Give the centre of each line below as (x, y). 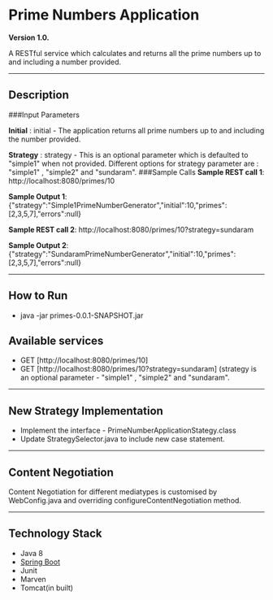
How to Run (38, 296)
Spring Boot (40, 562)
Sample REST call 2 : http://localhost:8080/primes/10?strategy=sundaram (131, 229)
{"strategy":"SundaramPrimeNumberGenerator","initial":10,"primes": (122, 254)
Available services (56, 340)
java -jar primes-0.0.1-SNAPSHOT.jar (82, 315)
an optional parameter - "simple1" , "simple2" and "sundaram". (125, 378)
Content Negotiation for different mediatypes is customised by (113, 492)
